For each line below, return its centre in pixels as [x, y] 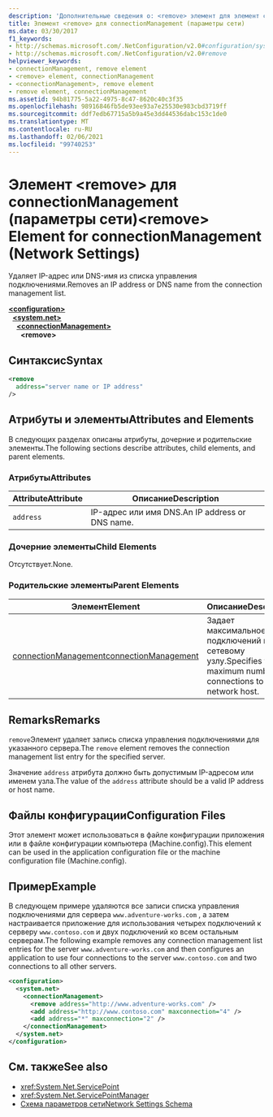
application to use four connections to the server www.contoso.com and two [133, 958]
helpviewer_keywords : [45, 62]
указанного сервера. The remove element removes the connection [119, 748]
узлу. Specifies [234, 660]
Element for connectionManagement [135, 236]
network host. [233, 691]
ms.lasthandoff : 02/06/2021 [56, 136]
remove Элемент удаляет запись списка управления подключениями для [134, 739]
